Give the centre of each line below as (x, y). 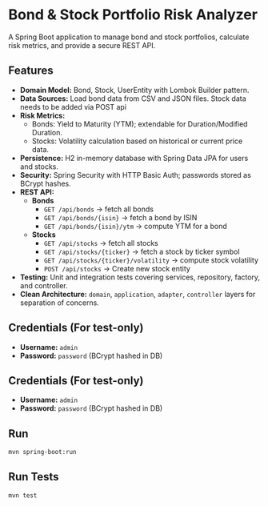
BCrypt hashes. (46, 183)
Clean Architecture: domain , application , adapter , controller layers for (138, 294)
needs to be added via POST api (73, 106)
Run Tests (34, 477)
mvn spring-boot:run (43, 452)
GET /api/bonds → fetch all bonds (99, 209)
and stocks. (39, 167)
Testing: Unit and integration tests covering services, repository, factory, (140, 277)
